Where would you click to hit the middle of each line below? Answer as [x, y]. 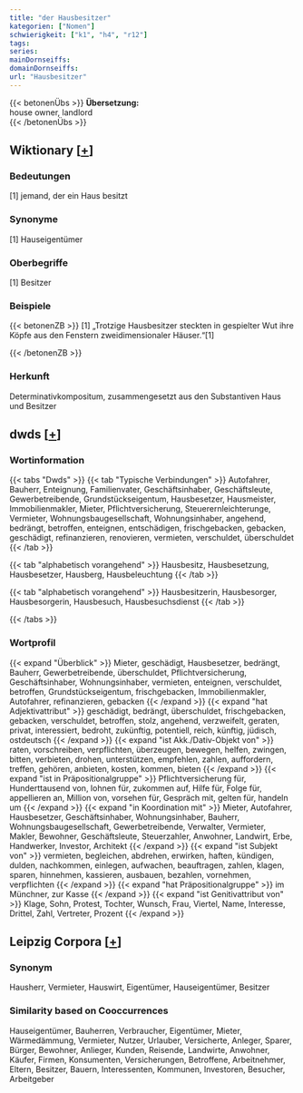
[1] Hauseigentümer [46, 239]
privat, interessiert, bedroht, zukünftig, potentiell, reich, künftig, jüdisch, [143, 730]
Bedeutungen [40, 176]
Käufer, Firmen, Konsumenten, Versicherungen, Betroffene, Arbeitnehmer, [147, 1059]
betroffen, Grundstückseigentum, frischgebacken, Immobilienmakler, [138, 691]
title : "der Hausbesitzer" [60, 18]
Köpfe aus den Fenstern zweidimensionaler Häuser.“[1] [112, 336]
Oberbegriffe [39, 262]
